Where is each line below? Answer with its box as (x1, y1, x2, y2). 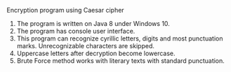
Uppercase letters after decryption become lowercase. (16, 49, 176, 57)
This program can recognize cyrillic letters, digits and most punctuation (16, 34, 223, 43)
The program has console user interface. (16, 27, 136, 35)
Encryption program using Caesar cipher (6, 6, 124, 14)
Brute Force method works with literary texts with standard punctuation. (16, 57, 225, 65)
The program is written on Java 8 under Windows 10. (16, 20, 170, 27)
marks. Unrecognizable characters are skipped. (16, 42, 155, 50)
